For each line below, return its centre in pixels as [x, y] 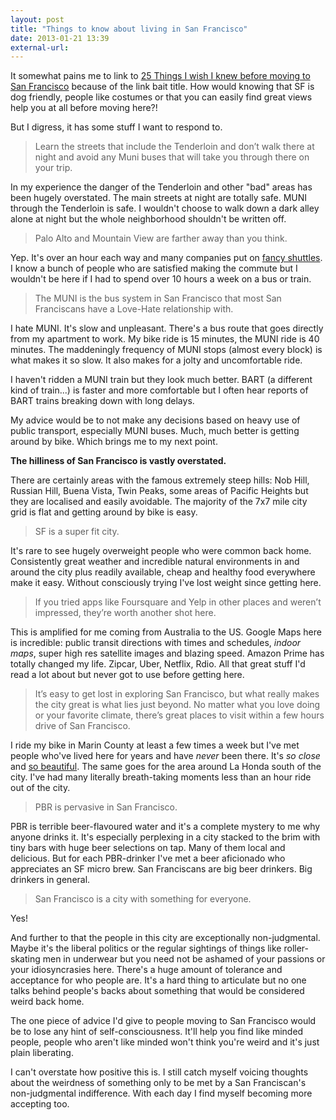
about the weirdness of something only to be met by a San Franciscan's [158, 1083]
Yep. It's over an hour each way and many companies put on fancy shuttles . [166, 258]
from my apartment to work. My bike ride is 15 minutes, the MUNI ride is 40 [165, 339]
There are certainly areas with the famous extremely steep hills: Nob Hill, [160, 480]
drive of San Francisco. [82, 726]
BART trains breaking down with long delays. [102, 401]
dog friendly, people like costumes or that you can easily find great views [161, 97]
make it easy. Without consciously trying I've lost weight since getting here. [166, 583]
